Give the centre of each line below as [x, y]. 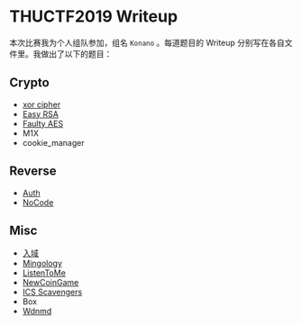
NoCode [38, 202]
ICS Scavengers [52, 292]
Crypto [29, 83]
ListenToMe [44, 273]
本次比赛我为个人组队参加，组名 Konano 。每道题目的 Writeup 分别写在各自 [147, 42]
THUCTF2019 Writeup [94, 17]
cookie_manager [53, 142]
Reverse [33, 172]
